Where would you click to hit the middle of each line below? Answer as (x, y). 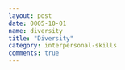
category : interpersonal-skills (62, 46)
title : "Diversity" (41, 38)
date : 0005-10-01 (37, 23)
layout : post (30, 16)
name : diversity (35, 31)
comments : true (34, 53)
